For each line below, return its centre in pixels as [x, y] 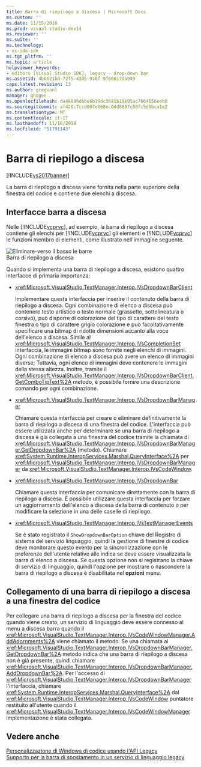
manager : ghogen [26, 95]
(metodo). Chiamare [102, 450]
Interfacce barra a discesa [56, 212]
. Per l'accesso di [83, 673]
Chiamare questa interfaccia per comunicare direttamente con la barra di [105, 492]
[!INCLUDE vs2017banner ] [38, 175]
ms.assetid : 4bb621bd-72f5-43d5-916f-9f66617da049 [71, 79]
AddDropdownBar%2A [34, 673]
